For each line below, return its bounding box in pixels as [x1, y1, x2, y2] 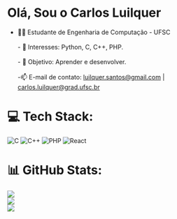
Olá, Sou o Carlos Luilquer [7, 5, 162, 21]
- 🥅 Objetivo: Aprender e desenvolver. [17, 57, 127, 66]
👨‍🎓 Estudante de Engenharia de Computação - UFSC [17, 28, 171, 36]
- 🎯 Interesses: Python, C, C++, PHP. [17, 43, 124, 51]
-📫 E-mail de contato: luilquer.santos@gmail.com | [17, 73, 165, 81]
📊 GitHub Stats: [7, 163, 103, 179]
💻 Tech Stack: [7, 109, 94, 125]
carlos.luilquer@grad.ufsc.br [17, 82, 100, 91]
